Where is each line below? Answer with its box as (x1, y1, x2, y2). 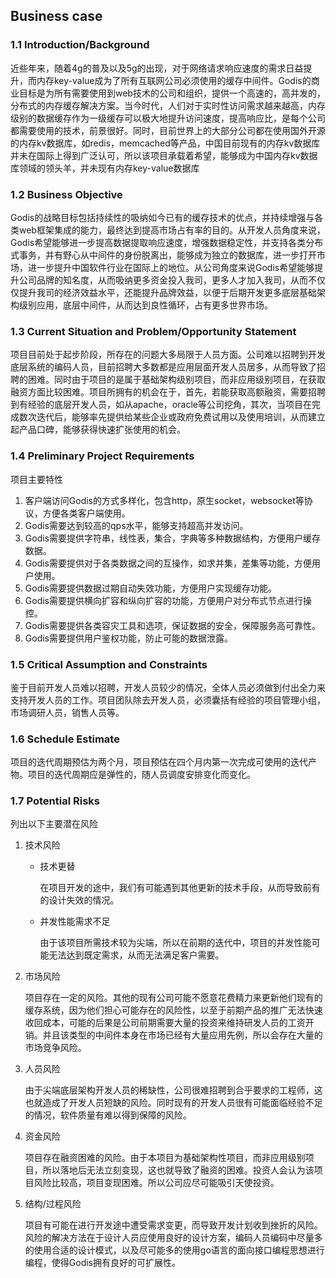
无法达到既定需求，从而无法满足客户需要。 (48, 949, 225, 961)
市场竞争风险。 (24, 1042, 87, 1054)
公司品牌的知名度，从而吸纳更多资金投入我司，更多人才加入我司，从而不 (18, 274, 317, 286)
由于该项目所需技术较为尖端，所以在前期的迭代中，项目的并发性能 (39, 937, 312, 949)
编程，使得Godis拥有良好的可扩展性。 (24, 1257, 181, 1269)
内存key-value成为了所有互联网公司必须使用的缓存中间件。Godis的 (36, 74, 312, 86)
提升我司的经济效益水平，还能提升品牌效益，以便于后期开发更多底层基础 (18, 286, 317, 298)
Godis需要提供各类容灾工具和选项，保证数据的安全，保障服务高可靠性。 (24, 619, 321, 631)
